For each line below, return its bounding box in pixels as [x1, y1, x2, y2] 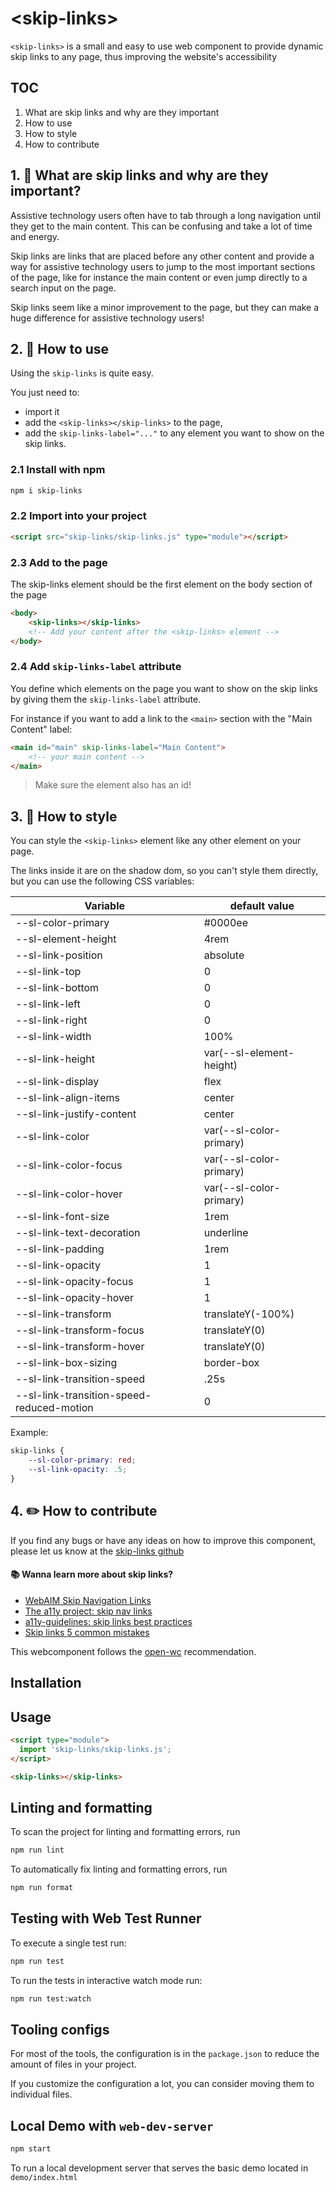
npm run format [10, 1883, 74, 1893]
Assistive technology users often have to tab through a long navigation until [10, 209, 322, 221]
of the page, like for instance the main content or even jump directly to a [10, 271, 308, 283]
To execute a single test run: [10, 1937, 127, 1949]
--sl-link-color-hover [15, 1187, 123, 1201]
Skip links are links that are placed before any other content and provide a [10, 250, 315, 262]
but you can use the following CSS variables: [10, 875, 195, 887]
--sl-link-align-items [15, 1091, 120, 1105]
